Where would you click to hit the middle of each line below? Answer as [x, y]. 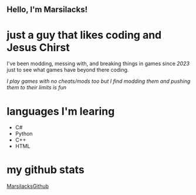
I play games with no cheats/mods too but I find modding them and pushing [99, 81]
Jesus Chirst [38, 47]
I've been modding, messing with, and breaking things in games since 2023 [98, 63]
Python [24, 134]
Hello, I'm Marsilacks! [47, 10]
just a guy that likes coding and [84, 35]
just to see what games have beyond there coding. [68, 70]
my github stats [45, 170]
